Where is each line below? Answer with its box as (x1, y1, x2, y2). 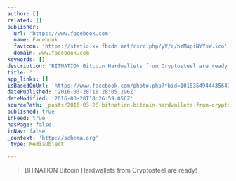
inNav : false (7, 128, 46, 135)
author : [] (7, 10, 39, 18)
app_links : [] (7, 75, 49, 83)
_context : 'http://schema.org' (7, 134, 99, 141)
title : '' (7, 69, 37, 76)
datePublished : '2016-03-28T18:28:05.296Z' (7, 88, 137, 95)
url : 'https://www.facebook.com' (13, 29, 112, 37)
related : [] (7, 17, 42, 24)
